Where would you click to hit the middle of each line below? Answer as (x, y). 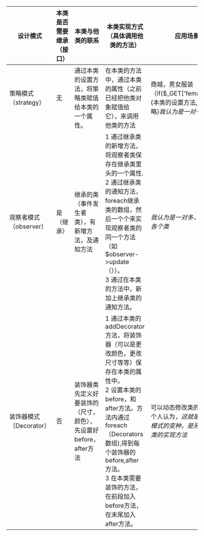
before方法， (124, 506)
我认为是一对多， (175, 217)
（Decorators (124, 434)
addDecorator (125, 326)
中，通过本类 (124, 80)
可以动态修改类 (172, 407)
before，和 (121, 399)
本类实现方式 (125, 27)
